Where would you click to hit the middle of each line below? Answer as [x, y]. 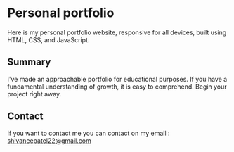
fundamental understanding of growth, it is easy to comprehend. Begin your [117, 87]
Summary [29, 62]
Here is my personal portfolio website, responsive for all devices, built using [117, 32]
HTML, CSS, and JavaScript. [48, 39]
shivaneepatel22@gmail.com [49, 140]
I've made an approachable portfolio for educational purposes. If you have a [117, 79]
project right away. [34, 94]
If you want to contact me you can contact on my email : [89, 133]
